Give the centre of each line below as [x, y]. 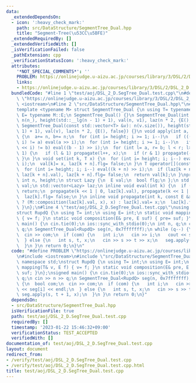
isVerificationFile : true [43, 311]
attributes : [26, 66]
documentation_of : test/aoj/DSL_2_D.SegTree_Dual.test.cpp [79, 344]
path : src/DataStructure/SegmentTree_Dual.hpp [74, 28]
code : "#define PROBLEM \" [44, 251]
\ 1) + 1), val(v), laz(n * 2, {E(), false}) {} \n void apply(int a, [103, 131]
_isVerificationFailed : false [48, 50]
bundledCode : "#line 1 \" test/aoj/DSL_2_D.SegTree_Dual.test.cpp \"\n [97, 93]
